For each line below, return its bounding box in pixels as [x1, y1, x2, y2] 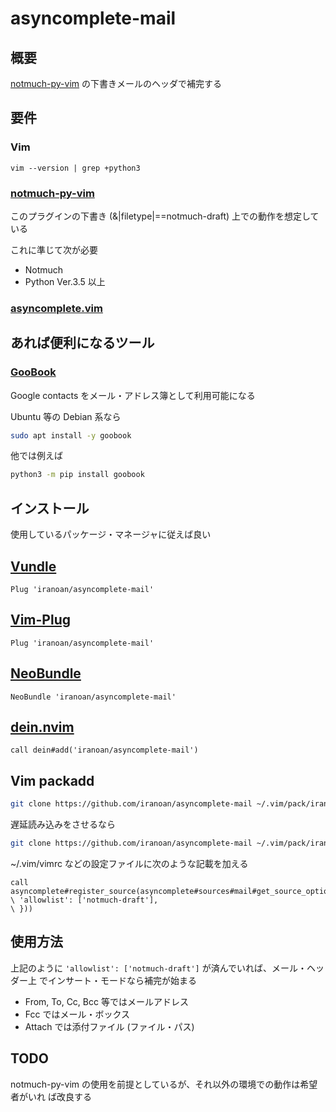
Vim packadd [10, 772, 95, 789]
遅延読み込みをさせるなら [10, 818, 116, 831]
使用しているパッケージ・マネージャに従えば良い [10, 528, 212, 541]
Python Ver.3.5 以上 [24, 275, 106, 287]
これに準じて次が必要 [10, 243, 98, 256]
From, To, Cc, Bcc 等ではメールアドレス [24, 995, 189, 1007]
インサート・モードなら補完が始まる [47, 974, 197, 986]
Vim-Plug [10, 612, 71, 629]
